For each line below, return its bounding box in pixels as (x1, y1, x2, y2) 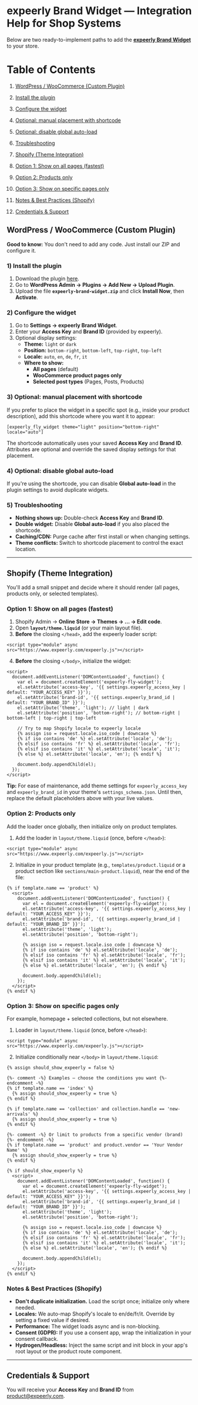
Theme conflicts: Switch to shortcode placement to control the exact (15, 539, 184, 546)
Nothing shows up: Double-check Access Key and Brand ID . (15, 514, 164, 522)
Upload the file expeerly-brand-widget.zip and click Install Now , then (15, 287, 184, 294)
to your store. (6, 42, 39, 49)
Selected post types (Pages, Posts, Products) (32, 378, 145, 385)
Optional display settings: (15, 334, 77, 342)
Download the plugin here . (15, 275, 80, 282)
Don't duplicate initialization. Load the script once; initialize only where (15, 1298, 190, 1305)
